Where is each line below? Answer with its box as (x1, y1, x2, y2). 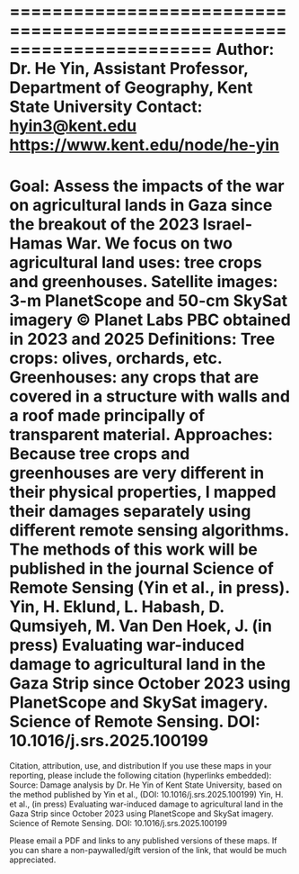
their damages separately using (9, 501, 251, 522)
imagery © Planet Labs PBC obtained (9, 310, 292, 330)
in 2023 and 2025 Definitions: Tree (9, 329, 276, 349)
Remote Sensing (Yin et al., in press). (9, 578, 290, 599)
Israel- (202, 214, 253, 235)
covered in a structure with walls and (9, 386, 290, 407)
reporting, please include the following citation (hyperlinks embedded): (9, 770, 272, 781)
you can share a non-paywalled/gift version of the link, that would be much (9, 845, 287, 856)
